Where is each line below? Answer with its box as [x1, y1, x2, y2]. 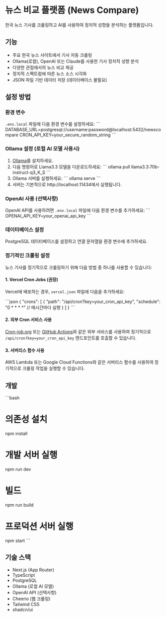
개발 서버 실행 [5, 450, 58, 461]
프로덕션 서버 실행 [5, 521, 74, 532]
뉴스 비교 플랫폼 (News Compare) [5, 4, 139, 16]
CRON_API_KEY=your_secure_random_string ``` [19, 132, 116, 138]
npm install [5, 430, 28, 436]
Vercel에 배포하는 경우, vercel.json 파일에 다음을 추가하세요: [5, 289, 125, 295]
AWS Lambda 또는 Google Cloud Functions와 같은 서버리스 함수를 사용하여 [5, 359, 154, 365]
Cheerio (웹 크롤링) [12, 596, 51, 602]
